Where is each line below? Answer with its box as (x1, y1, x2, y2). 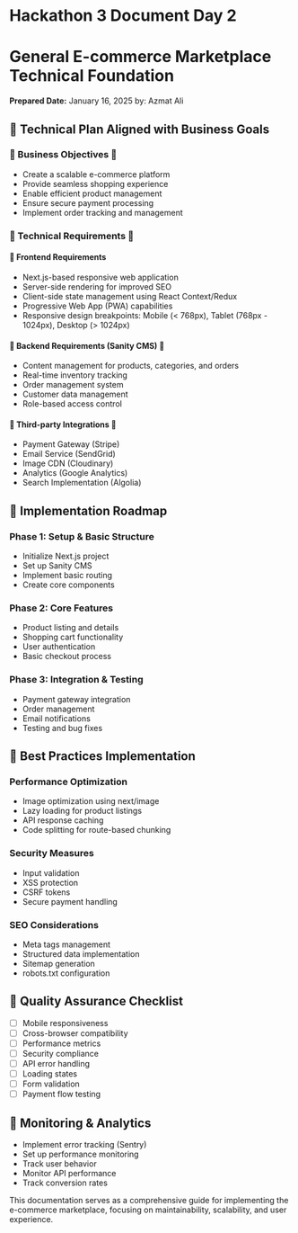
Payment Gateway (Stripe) (22, 439, 120, 450)
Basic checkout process (22, 651, 112, 662)
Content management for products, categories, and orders (22, 361, 240, 371)
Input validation (22, 867, 80, 878)
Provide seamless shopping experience (22, 178, 169, 189)
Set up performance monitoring (22, 1148, 139, 1160)
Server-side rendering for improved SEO (22, 281, 172, 292)
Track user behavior (22, 1158, 97, 1169)
